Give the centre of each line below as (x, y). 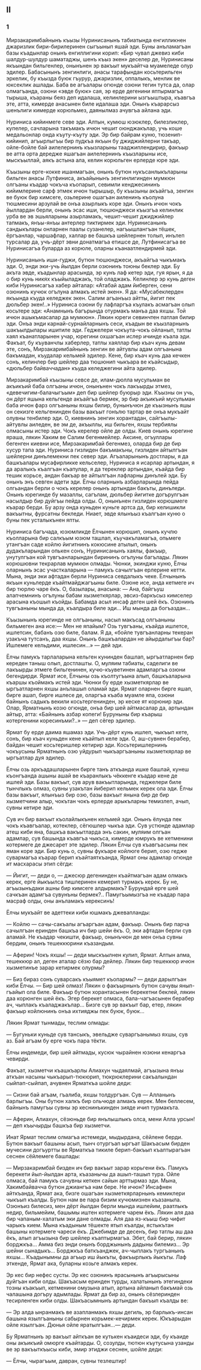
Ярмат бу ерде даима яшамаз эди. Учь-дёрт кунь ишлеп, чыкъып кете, (97, 732)
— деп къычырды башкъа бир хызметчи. (59, 1125)
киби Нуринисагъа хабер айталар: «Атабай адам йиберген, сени (89, 285)
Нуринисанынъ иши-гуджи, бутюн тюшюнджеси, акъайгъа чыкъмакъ (96, 260)
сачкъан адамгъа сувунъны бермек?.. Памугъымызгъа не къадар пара (98, 894)
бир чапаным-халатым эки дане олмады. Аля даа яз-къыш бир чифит (96, 1219)
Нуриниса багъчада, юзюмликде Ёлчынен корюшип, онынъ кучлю (92, 531)
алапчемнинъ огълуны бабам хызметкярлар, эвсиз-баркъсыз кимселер (100, 595)
